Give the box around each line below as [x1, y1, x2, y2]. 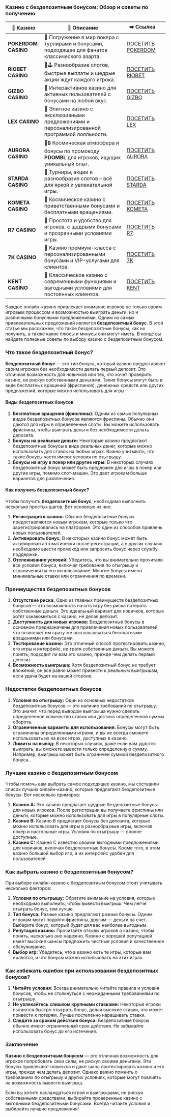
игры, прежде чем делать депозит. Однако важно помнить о [5, 1069, 138, 1075]
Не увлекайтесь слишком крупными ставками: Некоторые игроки [12, 1001, 161, 1008]
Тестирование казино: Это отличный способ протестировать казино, [12, 640, 165, 646]
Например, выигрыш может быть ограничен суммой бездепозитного [12, 751, 164, 757]
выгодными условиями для [44, 284, 112, 291]
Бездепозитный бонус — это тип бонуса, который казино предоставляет [5, 360, 166, 367]
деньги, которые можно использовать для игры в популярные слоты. [12, 812, 164, 818]
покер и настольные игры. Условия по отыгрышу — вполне [12, 828, 142, 835]
